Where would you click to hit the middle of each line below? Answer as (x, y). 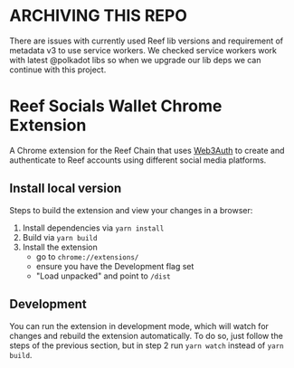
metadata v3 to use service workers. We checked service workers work (143, 50)
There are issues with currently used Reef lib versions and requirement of (147, 41)
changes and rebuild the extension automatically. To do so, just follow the (146, 335)
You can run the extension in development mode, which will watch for (139, 326)
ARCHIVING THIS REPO (99, 16)
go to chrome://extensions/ (87, 256)
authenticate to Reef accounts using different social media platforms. (138, 160)
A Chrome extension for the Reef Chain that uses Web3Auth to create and (147, 150)
